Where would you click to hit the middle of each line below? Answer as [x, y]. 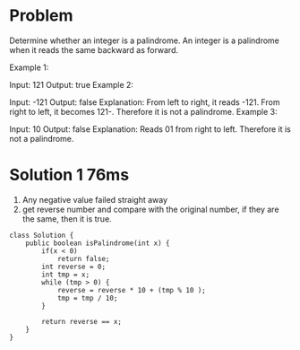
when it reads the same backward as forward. [94, 49]
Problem [41, 16]
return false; [83, 258]
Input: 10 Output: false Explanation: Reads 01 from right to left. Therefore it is [150, 129]
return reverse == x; [82, 321]
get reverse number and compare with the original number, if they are [150, 209]
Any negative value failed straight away [95, 199]
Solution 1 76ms [69, 175]
